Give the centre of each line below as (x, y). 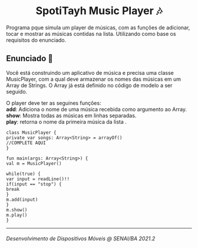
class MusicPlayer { (32, 133)
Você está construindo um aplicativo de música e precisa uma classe (90, 72)
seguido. (17, 91)
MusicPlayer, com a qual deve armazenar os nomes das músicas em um (94, 79)
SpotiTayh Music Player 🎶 (99, 11)
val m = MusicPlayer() (34, 163)
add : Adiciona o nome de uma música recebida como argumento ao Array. (97, 109)
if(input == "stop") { (34, 184)
